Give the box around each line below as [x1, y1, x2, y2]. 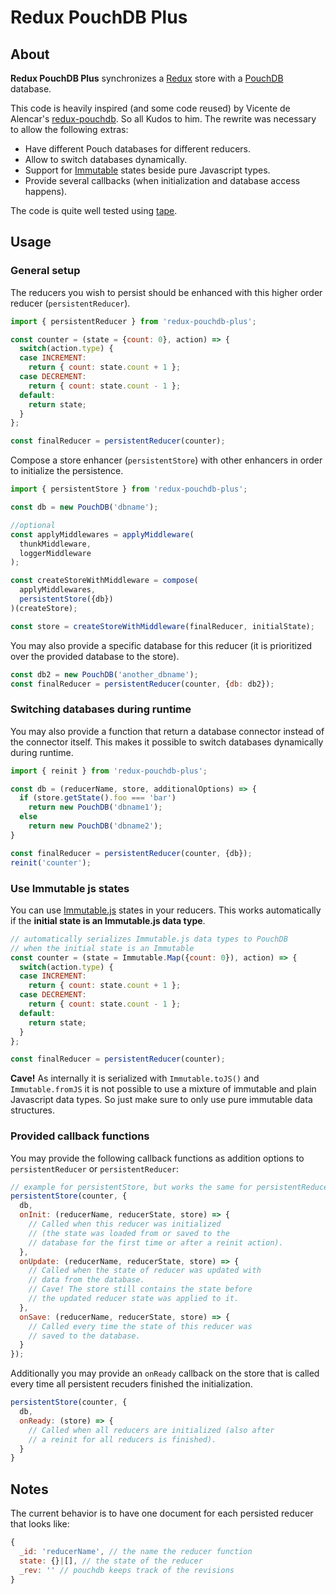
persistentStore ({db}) [19, 594, 114, 605]
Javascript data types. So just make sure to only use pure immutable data [10, 1094, 313, 1106]
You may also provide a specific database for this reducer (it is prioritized [10, 639, 313, 651]
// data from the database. [28, 1275, 145, 1285]
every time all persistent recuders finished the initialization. [10, 1378, 253, 1390]
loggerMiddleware [19, 548, 92, 558]
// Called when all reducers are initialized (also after [28, 1425, 275, 1435]
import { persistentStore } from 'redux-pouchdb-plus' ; [10, 484, 248, 495]
